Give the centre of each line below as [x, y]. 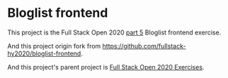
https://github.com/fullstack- [144, 46]
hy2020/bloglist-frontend [44, 53]
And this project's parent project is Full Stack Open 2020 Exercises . [106, 67]
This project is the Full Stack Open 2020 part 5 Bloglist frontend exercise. [114, 32]
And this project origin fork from [54, 46]
